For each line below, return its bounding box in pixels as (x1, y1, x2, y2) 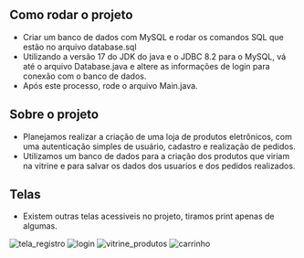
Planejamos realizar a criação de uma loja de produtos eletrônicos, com (22, 131, 292, 142)
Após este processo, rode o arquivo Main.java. (22, 80, 198, 91)
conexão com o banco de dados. (22, 70, 147, 81)
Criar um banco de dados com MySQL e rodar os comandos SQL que (22, 31, 285, 42)
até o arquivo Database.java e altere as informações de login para (22, 60, 271, 71)
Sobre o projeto (9, 107, 99, 123)
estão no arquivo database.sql (22, 41, 137, 52)
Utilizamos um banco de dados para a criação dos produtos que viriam (22, 150, 290, 161)
